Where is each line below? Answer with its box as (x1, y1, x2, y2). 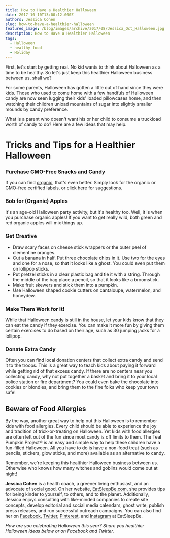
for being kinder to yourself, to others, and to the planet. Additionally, (5, 491, 150, 497)
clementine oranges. (12, 249, 56, 255)
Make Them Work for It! (5, 305, 65, 312)
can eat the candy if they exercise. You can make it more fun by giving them (5, 322, 164, 328)
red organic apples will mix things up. (5, 220, 84, 226)
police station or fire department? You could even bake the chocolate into (5, 379, 159, 385)
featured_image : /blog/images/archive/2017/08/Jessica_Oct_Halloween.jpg (5, 26, 165, 31)
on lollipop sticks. (12, 265, 50, 272)
